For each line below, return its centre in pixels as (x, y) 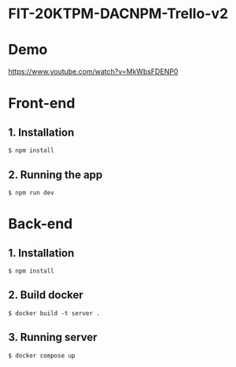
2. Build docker (46, 295)
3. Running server (53, 337)
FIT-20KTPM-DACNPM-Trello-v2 (118, 14)
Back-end (41, 224)
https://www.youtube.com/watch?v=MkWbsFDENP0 (93, 72)
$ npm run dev (31, 193)
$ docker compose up (42, 355)
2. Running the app (55, 174)
